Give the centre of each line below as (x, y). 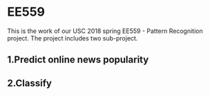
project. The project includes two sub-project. (73, 38)
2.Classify (29, 83)
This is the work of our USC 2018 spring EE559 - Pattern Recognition (105, 31)
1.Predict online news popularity (78, 60)
